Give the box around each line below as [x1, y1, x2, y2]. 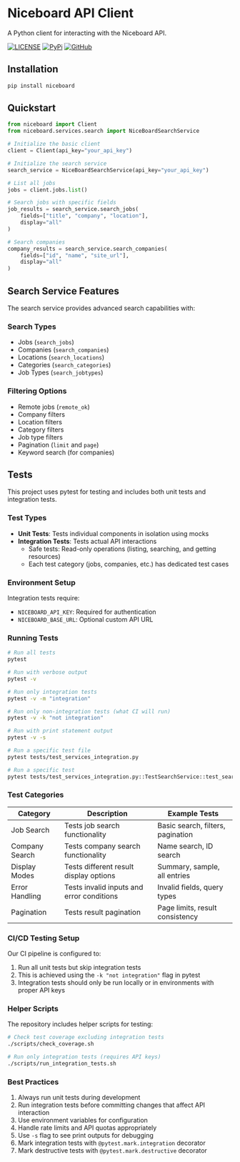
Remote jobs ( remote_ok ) [17, 402, 91, 411]
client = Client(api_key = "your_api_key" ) [7, 147, 133, 154]
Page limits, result [156, 903, 217, 913]
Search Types [7, 322, 57, 332]
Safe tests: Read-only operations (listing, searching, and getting [28, 545, 216, 553]
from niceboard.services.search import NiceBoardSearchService [7, 127, 200, 135]
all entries [156, 870, 191, 880]
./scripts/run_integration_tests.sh [7, 1060, 116, 1068]
